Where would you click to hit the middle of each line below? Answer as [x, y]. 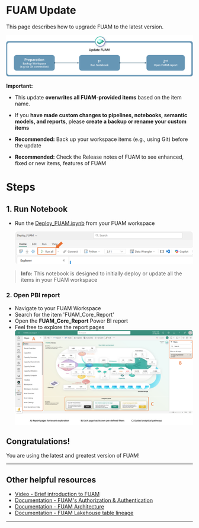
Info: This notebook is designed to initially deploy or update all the [101, 273]
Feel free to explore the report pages [60, 327]
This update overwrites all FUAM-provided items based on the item [98, 98]
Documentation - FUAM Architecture [60, 507]
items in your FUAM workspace [59, 280]
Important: [20, 86]
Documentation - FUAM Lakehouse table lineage [74, 513]
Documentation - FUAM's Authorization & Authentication [84, 500]
